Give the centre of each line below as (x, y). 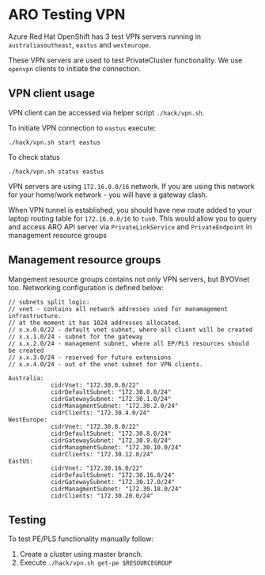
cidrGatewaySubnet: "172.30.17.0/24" (113, 482)
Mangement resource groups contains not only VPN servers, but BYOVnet (129, 279)
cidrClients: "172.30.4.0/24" (100, 413)
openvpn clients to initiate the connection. (74, 68)
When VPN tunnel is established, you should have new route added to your (130, 210)
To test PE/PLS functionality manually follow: (81, 539)
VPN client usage (52, 94)
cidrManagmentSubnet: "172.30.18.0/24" (116, 489)
